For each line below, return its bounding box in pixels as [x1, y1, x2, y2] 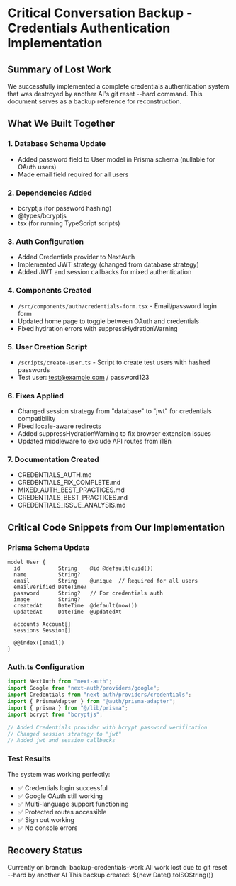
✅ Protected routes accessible [17, 807, 107, 816]
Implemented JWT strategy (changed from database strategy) [17, 260, 200, 269]
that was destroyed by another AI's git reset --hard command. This [7, 90, 203, 98]
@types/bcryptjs [17, 211, 67, 220]
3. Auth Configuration [7, 236, 84, 246]
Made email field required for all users [17, 170, 129, 179]
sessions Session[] [13, 627, 72, 634]
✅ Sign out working [17, 815, 74, 824]
